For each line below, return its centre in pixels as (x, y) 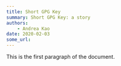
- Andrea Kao (34, 28)
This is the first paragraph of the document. (60, 57)
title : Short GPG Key (34, 12)
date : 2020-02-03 (28, 34)
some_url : (19, 40)
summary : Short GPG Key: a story (48, 17)
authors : (17, 23)
